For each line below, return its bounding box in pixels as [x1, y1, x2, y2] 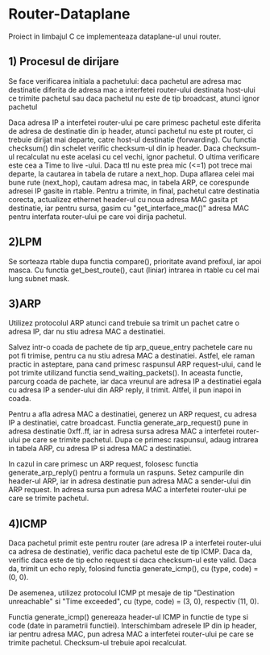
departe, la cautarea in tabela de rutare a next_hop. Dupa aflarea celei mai [8, 168, 255, 178]
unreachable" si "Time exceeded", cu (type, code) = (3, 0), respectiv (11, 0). [8, 597, 260, 607]
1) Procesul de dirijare [8, 55, 119, 68]
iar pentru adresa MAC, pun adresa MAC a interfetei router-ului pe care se [8, 629, 254, 639]
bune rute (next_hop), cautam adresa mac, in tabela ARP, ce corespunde [8, 177, 250, 187]
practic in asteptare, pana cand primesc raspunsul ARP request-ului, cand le [8, 359, 262, 369]
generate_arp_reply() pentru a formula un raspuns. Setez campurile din [8, 468, 244, 478]
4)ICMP [8, 516, 48, 530]
